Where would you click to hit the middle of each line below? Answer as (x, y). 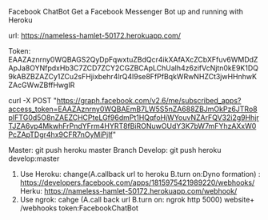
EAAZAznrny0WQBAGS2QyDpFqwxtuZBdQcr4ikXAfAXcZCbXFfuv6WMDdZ (133, 60)
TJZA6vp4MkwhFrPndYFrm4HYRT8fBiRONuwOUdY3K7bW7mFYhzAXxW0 (132, 126)
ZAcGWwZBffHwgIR (42, 85)
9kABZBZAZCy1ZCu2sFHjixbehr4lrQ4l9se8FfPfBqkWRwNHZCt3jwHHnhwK (133, 76)
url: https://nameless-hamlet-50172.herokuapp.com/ (95, 36)
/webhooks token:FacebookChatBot (79, 208)
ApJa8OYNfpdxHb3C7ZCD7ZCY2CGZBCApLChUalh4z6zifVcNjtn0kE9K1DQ (133, 68)
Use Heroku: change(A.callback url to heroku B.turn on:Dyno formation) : (140, 174)
